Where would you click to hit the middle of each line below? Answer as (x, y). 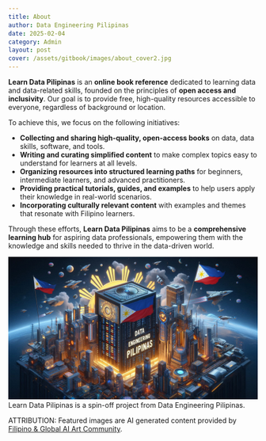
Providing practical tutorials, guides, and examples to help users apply (137, 188)
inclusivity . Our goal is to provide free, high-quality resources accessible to (132, 99)
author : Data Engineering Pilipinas (68, 25)
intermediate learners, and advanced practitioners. (103, 180)
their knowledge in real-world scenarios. (85, 197)
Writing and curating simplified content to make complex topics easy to (138, 155)
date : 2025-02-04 (37, 33)
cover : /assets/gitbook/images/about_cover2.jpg (90, 59)
